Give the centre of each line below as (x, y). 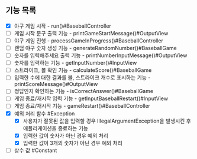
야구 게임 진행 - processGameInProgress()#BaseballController (89, 41)
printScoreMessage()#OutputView (56, 84)
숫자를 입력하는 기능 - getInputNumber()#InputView (75, 63)
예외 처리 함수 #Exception (44, 113)
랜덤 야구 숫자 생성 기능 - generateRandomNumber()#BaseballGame (95, 48)
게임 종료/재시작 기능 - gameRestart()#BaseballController (82, 106)
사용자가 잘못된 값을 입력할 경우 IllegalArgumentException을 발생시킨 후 (107, 121)
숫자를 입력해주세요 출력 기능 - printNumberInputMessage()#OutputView (101, 55)
